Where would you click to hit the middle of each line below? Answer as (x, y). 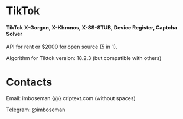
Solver (14, 34)
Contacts (29, 82)
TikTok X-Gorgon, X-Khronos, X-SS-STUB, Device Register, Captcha (91, 27)
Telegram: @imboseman (36, 110)
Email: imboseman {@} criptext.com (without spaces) (71, 98)
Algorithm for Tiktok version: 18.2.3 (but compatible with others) (84, 58)
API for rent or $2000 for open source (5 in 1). (62, 47)
